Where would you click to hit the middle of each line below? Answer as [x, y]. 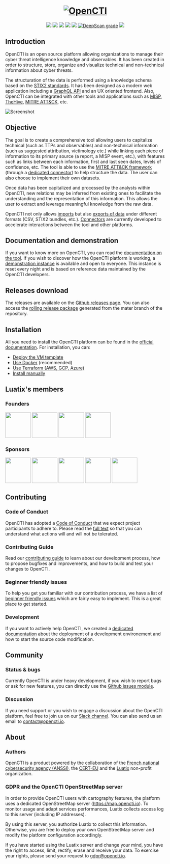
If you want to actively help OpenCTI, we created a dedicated [69, 628]
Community [24, 655]
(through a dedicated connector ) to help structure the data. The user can [81, 172]
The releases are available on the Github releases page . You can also [77, 303]
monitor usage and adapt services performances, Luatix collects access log [84, 809]
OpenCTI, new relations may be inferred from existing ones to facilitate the [83, 193]
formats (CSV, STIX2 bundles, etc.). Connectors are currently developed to [83, 219]
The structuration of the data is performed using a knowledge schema [79, 80]
